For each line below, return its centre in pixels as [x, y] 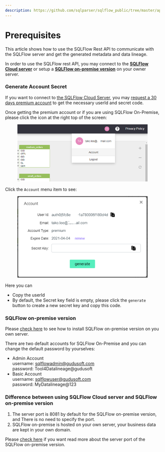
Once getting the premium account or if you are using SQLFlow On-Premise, [82, 112]
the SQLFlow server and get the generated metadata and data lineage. [76, 54]
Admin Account [28, 358]
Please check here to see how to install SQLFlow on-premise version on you [82, 329]
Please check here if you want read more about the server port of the [75, 439]
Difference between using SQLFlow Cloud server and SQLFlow [81, 397]
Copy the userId [28, 295]
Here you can [19, 285]
